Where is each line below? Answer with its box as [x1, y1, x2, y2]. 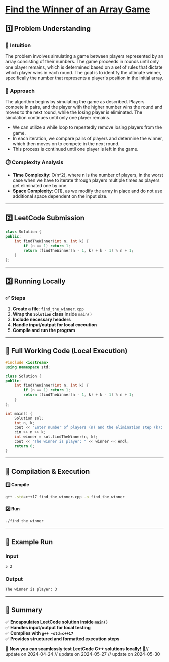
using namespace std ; [5, 364, 51, 370]
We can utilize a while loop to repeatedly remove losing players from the [12, 124, 162, 130]
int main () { [5, 411, 33, 416]
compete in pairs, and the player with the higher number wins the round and [5, 104, 163, 110]
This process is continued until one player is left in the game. [12, 146, 139, 152]
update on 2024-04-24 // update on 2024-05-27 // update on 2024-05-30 [5, 651, 160, 657]
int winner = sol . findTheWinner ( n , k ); [14, 434, 98, 439]
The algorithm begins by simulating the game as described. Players [5, 99, 145, 105]
